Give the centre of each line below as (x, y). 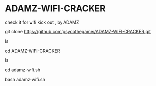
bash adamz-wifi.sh (25, 79)
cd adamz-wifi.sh (23, 70)
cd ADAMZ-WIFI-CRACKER (32, 51)
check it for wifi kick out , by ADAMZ (42, 22)
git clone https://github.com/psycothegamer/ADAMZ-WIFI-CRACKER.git (78, 31)
